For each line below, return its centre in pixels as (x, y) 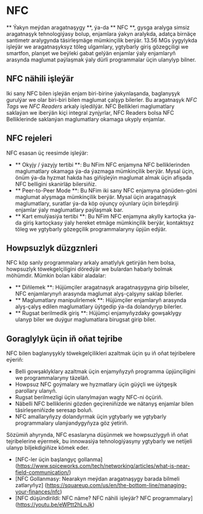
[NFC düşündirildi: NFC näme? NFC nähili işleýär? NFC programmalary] (104, 498)
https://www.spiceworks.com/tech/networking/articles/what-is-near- (104, 466)
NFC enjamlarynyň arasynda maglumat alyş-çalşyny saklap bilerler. (99, 294)
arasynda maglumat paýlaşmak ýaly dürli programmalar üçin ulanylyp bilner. (101, 59)
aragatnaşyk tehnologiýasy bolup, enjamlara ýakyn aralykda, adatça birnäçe (101, 33)
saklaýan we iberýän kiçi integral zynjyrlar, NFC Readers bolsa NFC (90, 112)
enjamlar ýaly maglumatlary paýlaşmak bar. (69, 209)
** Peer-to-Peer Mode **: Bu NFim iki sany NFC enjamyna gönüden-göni (106, 190)
